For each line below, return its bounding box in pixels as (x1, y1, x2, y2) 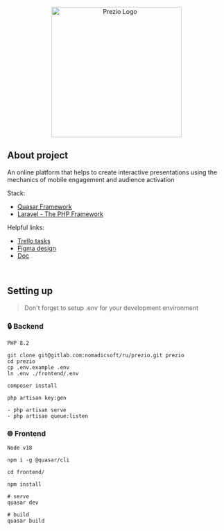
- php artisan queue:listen (7, 412, 89, 420)
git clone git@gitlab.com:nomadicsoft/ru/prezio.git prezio (7, 352, 185, 359)
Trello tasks (17, 236, 51, 245)
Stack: (7, 188, 26, 197)
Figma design (17, 244, 57, 252)
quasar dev (7, 499, 39, 507)
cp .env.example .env (7, 363, 70, 371)
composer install (7, 382, 58, 389)
